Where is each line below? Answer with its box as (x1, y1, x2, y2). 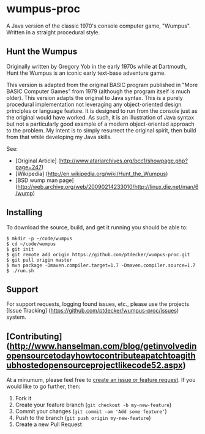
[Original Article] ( (15, 157, 61, 164)
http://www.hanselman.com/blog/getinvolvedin (9, 341, 197, 351)
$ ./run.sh (6, 267, 34, 274)
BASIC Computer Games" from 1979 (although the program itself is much (6, 88, 191, 95)
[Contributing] (6, 331, 62, 341)
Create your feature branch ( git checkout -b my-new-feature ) (15, 401, 172, 409)
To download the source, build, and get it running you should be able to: (6, 223, 188, 231)
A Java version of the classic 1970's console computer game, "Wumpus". (6, 22, 191, 29)
